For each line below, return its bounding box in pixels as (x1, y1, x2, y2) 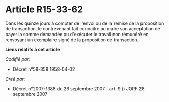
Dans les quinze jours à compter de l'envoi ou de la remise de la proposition (5, 20, 164, 26)
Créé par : (5, 76, 25, 82)
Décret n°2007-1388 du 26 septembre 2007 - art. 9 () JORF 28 (12, 85, 145, 92)
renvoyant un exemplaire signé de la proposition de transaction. (5, 37, 139, 43)
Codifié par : (5, 56, 31, 62)
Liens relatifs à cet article (5, 46, 60, 52)
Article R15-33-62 (5, 4, 83, 15)
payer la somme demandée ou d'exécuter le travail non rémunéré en (5, 31, 149, 37)
